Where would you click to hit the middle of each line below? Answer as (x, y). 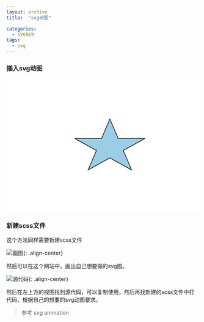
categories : (21, 29)
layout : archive (27, 12)
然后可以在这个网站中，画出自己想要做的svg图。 (67, 266)
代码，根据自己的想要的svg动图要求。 (54, 300)
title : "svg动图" (29, 18)
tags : (13, 40)
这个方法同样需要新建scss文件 (44, 240)
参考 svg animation (45, 313)
